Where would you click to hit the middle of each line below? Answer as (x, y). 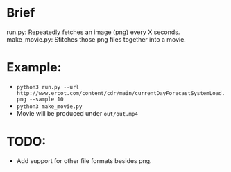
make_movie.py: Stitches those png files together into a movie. (96, 39)
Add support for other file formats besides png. (84, 160)
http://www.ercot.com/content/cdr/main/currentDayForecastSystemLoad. (121, 93)
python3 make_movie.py (49, 106)
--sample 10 (46, 99)
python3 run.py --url (48, 87)
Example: (34, 68)
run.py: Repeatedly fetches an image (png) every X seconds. (93, 32)
